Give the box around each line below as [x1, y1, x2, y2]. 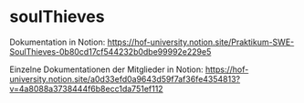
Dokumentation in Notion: [9, 36, 106, 47]
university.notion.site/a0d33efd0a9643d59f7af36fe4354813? [9, 73, 241, 84]
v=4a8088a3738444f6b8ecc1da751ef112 [9, 83, 163, 94]
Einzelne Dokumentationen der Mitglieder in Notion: [9, 64, 204, 75]
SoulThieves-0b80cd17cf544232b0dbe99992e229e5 [9, 46, 212, 57]
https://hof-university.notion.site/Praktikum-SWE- [107, 36, 295, 47]
